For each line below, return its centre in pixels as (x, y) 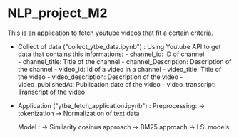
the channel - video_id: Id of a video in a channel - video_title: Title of (119, 69)
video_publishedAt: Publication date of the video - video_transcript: (117, 84)
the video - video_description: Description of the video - (100, 77)
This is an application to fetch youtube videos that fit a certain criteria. (111, 33)
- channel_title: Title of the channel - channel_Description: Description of (124, 61)
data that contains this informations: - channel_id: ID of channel (111, 54)
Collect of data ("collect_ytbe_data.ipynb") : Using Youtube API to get (119, 46)
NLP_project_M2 (58, 13)
